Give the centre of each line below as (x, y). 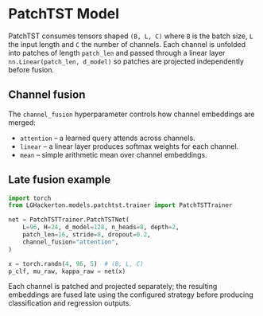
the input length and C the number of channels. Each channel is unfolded (127, 44)
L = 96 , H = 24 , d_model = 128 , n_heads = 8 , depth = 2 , (101, 228)
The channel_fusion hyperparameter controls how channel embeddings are (132, 114)
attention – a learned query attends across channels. (108, 138)
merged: (22, 122)
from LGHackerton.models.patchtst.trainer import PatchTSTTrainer (120, 205)
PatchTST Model (64, 14)
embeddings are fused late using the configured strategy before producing (131, 295)
